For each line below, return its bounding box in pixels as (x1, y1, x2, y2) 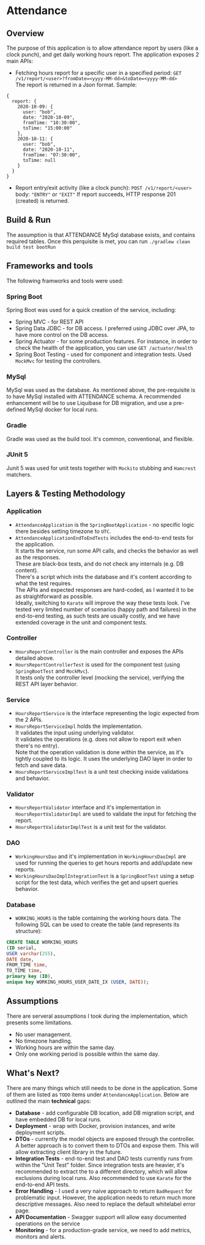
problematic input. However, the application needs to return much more (15, 1194, 196, 1201)
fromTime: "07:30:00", (22, 152, 81, 158)
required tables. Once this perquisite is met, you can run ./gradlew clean (6, 237, 191, 245)
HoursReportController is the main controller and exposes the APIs (15, 648, 184, 655)
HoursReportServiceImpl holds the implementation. (15, 722, 143, 730)
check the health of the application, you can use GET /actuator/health (15, 344, 193, 351)
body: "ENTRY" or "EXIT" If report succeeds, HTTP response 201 (15, 191, 176, 198)
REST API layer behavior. (15, 680, 78, 687)
